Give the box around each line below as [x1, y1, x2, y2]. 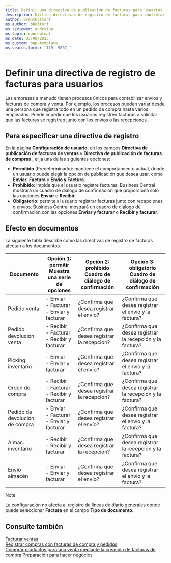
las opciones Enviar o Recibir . [12, 193, 76, 199]
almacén [8, 473, 28, 480]
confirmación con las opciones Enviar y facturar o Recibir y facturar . [12, 209, 159, 215]
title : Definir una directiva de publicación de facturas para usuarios [5, 7, 163, 13]
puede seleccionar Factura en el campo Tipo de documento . [5, 507, 134, 514]
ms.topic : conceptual [5, 31, 51, 36]
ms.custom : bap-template [5, 41, 58, 46]
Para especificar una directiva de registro [5, 131, 139, 140]
